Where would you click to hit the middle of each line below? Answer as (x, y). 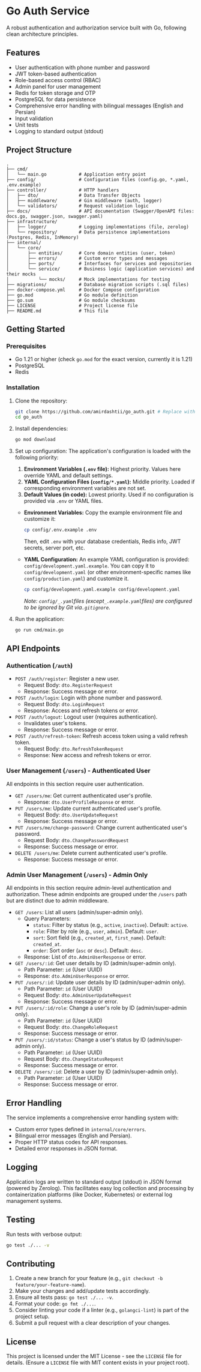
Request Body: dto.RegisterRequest (68, 685)
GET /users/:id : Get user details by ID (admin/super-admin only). (95, 963)
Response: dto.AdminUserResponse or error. (77, 976)
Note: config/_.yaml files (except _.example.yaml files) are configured (108, 601)
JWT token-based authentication (56, 74)
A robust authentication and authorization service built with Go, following (96, 28)
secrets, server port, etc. (54, 548)
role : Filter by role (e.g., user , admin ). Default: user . (96, 932)
